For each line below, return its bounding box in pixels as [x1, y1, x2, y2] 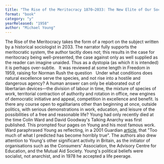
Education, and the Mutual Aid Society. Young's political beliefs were [5, 148, 143, 154]
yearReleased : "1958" [5, 21, 49, 26]
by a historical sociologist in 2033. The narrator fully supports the [5, 44, 137, 50]
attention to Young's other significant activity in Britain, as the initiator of [5, 138, 150, 143]
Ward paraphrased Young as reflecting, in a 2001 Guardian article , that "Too [5, 127, 158, 133]
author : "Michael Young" [5, 25, 56, 30]
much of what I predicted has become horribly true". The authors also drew [5, 133, 157, 139]
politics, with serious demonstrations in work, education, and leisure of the [5, 106, 155, 113]
